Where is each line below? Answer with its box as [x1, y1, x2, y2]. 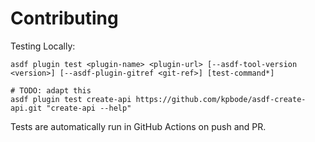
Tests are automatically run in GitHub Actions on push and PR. [10, 120, 267, 132]
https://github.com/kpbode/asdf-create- [135, 94, 307, 104]
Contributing [10, 7, 119, 30]
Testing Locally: [10, 40, 76, 52]
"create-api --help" [46, 103, 132, 113]
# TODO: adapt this [10, 85, 92, 96]
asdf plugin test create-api [10, 94, 132, 104]
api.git [10, 103, 43, 113]
